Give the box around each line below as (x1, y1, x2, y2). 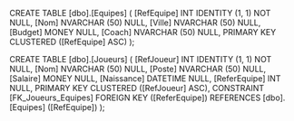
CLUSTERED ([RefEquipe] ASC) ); (9, 36, 135, 47)
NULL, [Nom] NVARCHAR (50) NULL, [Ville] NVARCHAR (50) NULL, (9, 17, 261, 28)
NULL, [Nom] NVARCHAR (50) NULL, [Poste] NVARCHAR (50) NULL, (9, 63, 267, 74)
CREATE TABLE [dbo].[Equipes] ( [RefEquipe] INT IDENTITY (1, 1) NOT (9, 8, 271, 18)
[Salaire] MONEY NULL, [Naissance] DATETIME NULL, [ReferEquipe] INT (9, 73, 281, 84)
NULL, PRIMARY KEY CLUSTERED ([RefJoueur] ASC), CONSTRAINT (9, 83, 265, 93)
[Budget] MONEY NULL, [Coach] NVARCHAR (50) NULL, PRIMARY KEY (9, 27, 277, 37)
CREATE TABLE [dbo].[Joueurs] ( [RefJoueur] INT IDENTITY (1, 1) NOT (9, 54, 272, 64)
